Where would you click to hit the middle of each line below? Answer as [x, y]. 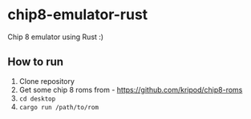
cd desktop [37, 99]
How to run [36, 62]
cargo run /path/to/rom [59, 107]
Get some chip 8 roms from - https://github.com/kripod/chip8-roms [131, 89]
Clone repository [47, 81]
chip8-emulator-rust [78, 15]
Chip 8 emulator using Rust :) [56, 37]
